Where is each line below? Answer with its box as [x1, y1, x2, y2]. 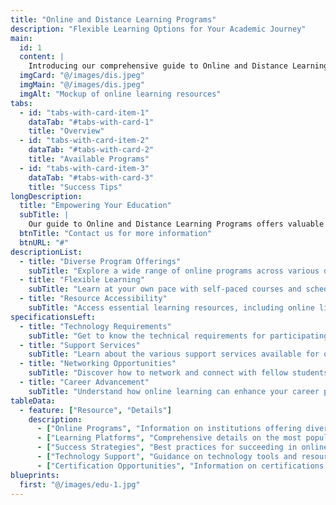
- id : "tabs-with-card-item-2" [19, 136, 150, 146]
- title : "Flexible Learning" [19, 275, 145, 285]
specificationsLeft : [10, 312, 97, 322]
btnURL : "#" [19, 237, 70, 248]
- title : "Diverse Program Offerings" [19, 256, 182, 266]
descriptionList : [10, 247, 83, 257]
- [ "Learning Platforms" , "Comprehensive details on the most [36, 433, 302, 443]
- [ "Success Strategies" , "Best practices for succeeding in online [36, 442, 329, 453]
